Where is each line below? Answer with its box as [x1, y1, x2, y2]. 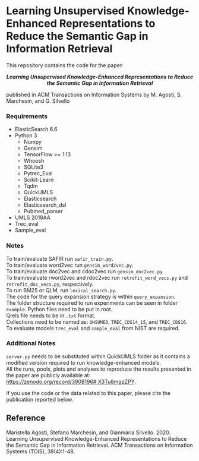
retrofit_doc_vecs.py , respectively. [6, 280, 94, 288]
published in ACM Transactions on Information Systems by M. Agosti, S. [6, 91, 182, 98]
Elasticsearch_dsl [23, 201, 67, 209]
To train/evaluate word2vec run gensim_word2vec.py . [6, 261, 134, 269]
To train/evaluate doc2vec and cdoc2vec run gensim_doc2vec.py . [6, 267, 165, 274]
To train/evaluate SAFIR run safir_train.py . [6, 255, 113, 262]
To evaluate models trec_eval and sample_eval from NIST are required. [6, 324, 180, 331]
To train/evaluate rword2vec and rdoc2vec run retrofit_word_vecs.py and [6, 274, 188, 281]
